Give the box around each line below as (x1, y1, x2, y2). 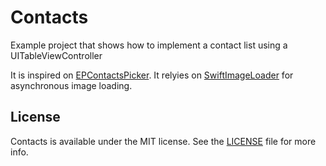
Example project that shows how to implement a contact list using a (10, 39, 288, 51)
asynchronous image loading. (10, 79, 133, 91)
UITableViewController (10, 49, 103, 61)
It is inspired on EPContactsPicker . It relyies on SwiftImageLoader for (10, 69, 294, 81)
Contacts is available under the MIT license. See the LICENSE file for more (10, 135, 317, 147)
